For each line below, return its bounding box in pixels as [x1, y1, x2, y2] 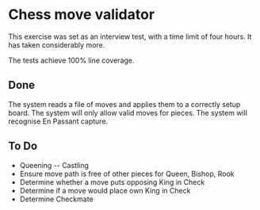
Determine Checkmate [19, 194, 94, 204]
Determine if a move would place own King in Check [19, 185, 191, 195]
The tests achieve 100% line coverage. [8, 55, 135, 65]
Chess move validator [8, 6, 155, 24]
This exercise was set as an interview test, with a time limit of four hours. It [8, 32, 252, 41]
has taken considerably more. [8, 40, 105, 49]
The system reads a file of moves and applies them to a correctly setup [8, 99, 241, 109]
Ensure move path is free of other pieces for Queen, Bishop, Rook [19, 169, 235, 178]
